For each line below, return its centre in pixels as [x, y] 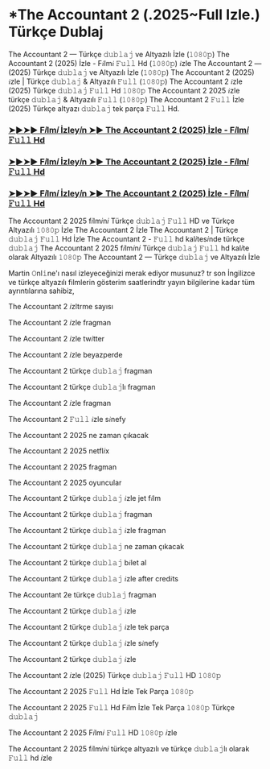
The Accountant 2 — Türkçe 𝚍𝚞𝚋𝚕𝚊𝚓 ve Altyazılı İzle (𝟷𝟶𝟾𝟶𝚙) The [119, 54]
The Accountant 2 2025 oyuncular [65, 483]
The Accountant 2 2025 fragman [63, 467]
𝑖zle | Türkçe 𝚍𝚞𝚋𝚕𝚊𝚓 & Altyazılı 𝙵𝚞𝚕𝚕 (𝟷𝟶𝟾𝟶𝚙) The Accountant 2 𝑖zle [125, 81]
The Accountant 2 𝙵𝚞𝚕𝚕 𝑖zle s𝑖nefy [67, 420]
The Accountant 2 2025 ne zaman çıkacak [78, 436]
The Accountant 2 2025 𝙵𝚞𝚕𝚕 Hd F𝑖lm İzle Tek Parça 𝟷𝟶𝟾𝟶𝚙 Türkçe [122, 708]
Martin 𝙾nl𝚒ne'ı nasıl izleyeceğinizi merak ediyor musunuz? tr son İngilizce [132, 273]
